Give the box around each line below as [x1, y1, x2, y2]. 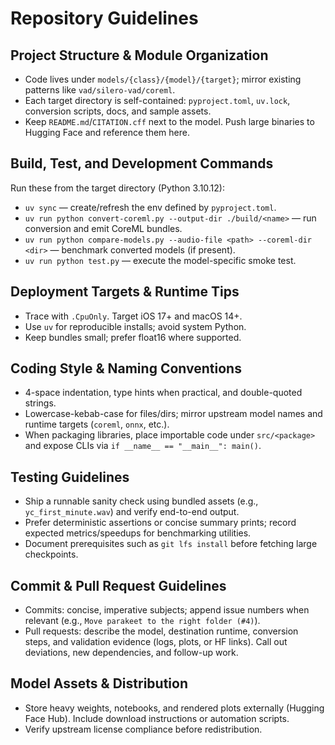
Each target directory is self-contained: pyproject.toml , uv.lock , [24, 95, 291, 106]
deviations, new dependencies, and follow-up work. [24, 647, 239, 659]
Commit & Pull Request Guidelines [10, 577, 227, 594]
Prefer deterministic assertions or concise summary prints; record [24, 517, 297, 529]
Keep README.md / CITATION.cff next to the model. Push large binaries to [24, 116, 315, 127]
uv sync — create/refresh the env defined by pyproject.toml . [24, 201, 277, 213]
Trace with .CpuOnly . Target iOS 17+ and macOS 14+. [24, 310, 243, 322]
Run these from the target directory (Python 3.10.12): [10, 182, 225, 194]
